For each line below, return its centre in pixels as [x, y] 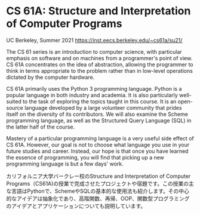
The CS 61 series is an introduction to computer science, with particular [94, 51]
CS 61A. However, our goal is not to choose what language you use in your [98, 145]
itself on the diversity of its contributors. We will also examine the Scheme [97, 114]
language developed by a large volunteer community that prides [103, 107]
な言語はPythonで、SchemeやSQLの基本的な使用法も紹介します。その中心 [98, 191]
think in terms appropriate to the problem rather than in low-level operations [99, 70]
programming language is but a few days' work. [65, 164]
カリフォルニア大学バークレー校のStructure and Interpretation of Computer [99, 176]
